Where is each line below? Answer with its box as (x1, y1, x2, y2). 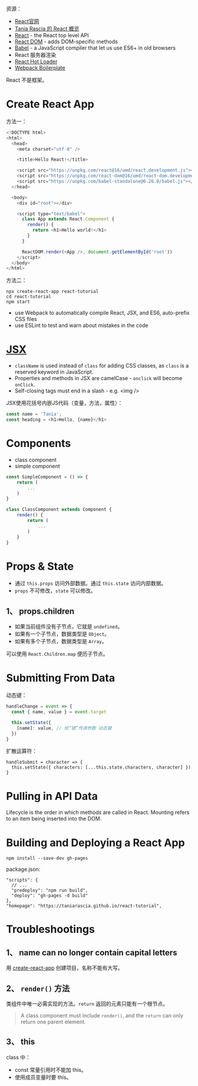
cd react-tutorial (6, 294, 51, 300)
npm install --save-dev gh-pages (6, 855, 88, 861)
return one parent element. (20, 1019, 86, 1026)
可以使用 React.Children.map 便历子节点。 (6, 650, 108, 657)
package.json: (6, 865, 41, 873)
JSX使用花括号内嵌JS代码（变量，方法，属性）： (6, 400, 123, 407)
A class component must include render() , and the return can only (20, 1012, 184, 1019)
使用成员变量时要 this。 (14, 1074, 72, 1081)
